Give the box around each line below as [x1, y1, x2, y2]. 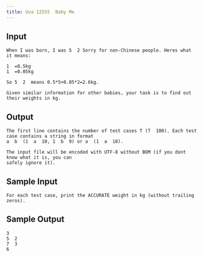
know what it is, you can [6, 154, 72, 161]
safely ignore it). [6, 160, 56, 166]
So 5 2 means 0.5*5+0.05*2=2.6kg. [6, 80, 99, 86]
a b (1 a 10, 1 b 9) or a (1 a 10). [6, 139, 123, 145]
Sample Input [6, 176, 58, 187]
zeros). [6, 198, 26, 204]
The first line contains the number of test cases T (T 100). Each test [6, 128, 198, 134]
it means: [6, 53, 32, 59]
